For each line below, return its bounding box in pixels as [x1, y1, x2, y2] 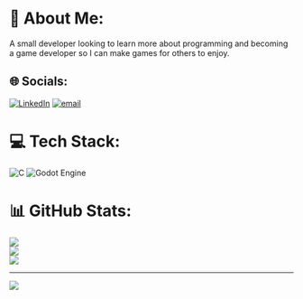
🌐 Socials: [9, 74, 69, 89]
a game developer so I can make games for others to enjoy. [9, 47, 230, 58]
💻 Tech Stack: [9, 131, 121, 152]
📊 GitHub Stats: [9, 201, 133, 220]
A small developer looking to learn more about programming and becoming [9, 38, 289, 49]
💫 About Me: [9, 8, 105, 29]
